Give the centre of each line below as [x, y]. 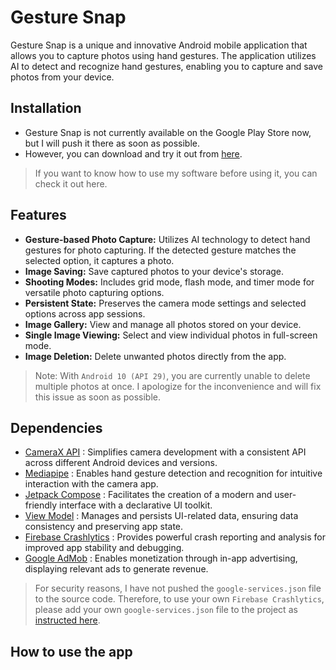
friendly [41, 505]
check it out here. [71, 183]
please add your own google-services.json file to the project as [166, 610]
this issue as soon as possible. [97, 397]
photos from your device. [62, 77]
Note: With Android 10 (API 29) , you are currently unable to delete [172, 375]
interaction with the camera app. [91, 484]
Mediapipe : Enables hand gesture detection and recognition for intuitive [173, 473]
